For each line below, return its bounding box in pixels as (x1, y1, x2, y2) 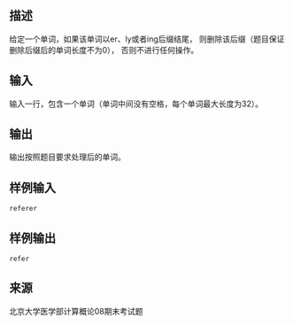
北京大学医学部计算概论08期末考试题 (9, 306, 143, 316)
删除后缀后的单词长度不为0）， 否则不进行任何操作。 (9, 44, 199, 55)
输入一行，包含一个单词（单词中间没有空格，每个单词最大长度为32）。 (9, 98, 264, 109)
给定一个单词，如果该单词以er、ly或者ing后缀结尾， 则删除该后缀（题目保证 (9, 34, 285, 44)
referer (9, 205, 38, 213)
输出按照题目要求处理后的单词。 (9, 151, 126, 162)
